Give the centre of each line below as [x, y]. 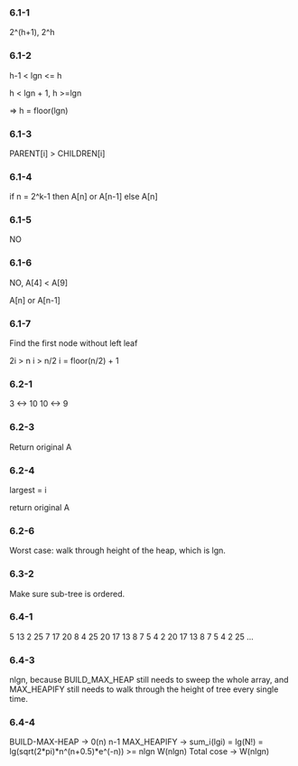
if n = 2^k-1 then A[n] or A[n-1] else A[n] [84, 197]
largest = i [28, 490]
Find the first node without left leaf [74, 343]
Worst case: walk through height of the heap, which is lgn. [117, 551]
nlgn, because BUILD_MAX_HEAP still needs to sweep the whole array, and [149, 680]
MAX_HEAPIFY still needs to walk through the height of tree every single [144, 689]
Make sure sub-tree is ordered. [67, 593]
